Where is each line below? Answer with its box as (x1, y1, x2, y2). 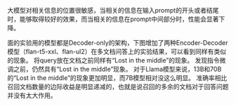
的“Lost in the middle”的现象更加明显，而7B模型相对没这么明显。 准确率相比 (7, 74, 228, 82)
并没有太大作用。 (7, 91, 57, 100)
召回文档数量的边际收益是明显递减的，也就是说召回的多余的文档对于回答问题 (7, 83, 229, 91)
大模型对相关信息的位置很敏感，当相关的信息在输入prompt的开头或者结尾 (7, 6, 219, 14)
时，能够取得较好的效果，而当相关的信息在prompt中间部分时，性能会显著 (7, 15, 219, 23)
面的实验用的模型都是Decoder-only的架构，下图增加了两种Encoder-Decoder (7, 39, 228, 47)
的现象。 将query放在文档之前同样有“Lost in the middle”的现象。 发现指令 (7, 56, 220, 65)
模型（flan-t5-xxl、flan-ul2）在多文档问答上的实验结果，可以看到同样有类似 (7, 48, 227, 55)
